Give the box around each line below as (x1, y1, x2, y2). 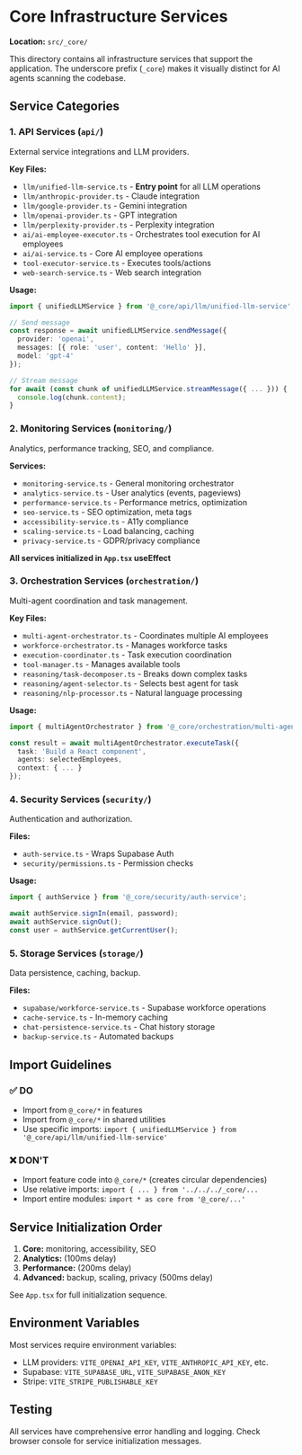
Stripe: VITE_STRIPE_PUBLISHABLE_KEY (22, 1376, 159, 1387)
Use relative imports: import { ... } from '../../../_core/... (22, 1184, 259, 1195)
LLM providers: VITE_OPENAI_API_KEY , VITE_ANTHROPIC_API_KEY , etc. (22, 1356, 269, 1368)
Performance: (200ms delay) (22, 1262, 132, 1273)
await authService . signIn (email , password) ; (9, 909, 179, 918)
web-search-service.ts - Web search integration (22, 267, 202, 278)
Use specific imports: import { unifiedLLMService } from (22, 1123, 236, 1134)
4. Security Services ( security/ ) (9, 793, 152, 806)
